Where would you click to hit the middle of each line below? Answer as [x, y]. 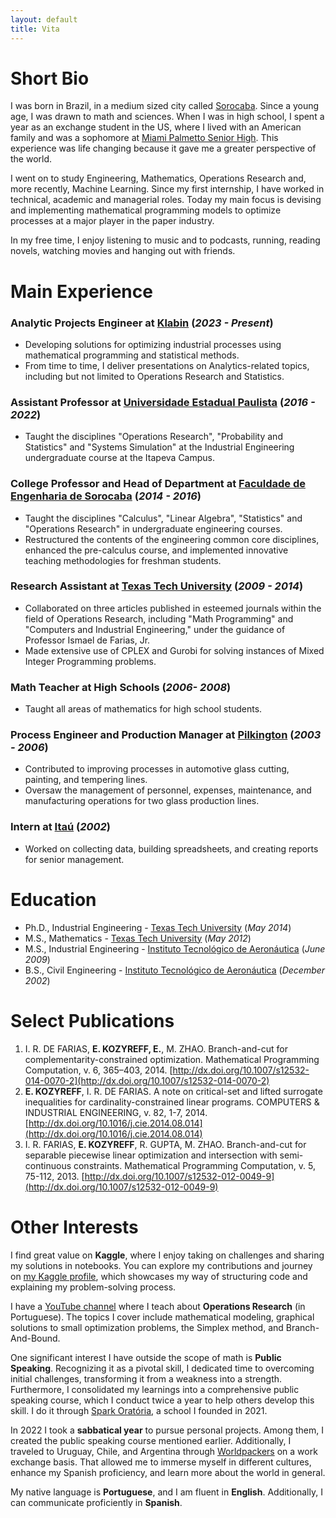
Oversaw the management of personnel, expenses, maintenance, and [168, 790]
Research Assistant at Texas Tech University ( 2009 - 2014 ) [157, 586]
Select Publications [92, 1020]
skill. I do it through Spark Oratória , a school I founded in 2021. [139, 1410]
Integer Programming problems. [90, 661]
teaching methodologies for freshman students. [123, 560]
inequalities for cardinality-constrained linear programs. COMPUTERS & [172, 1102]
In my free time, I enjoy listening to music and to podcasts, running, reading [165, 240]
